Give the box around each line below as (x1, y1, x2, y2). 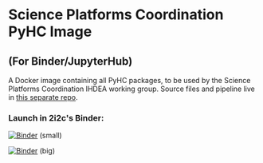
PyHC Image (8, 22, 92, 41)
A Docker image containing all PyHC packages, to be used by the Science (8, 76, 251, 85)
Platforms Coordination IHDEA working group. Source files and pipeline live (8, 84, 255, 93)
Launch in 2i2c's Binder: (8, 112, 104, 123)
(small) (39, 130, 62, 141)
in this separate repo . (8, 93, 78, 101)
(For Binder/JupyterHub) (8, 54, 133, 68)
